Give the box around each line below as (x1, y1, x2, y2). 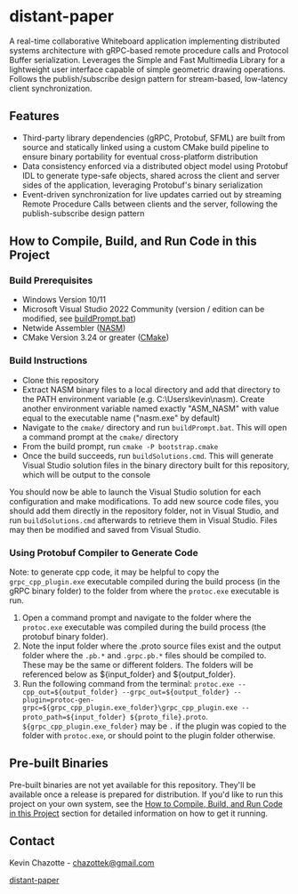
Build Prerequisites (9, 274, 93, 286)
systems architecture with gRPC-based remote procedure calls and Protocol (9, 44, 289, 55)
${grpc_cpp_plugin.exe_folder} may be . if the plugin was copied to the (21, 721, 287, 731)
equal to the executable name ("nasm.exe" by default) (21, 412, 221, 423)
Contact (9, 834, 55, 849)
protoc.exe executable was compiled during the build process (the (21, 622, 267, 632)
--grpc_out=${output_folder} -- (121, 688, 242, 697)
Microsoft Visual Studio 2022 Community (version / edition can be (21, 304, 265, 315)
